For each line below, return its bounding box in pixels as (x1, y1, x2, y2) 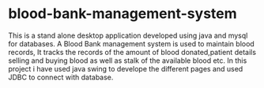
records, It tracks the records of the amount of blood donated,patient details (8, 47, 257, 57)
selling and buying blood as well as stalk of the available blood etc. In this (8, 56, 247, 65)
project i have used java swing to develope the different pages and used (8, 64, 243, 73)
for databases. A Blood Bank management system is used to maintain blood (8, 38, 255, 48)
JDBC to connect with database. (8, 72, 114, 82)
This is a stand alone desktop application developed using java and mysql (8, 31, 248, 40)
